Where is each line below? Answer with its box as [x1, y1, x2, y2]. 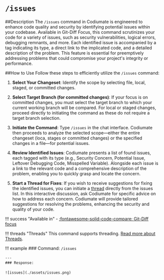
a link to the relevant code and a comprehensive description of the [12, 165, 147, 171]
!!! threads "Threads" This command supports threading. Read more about [5, 230, 156, 236]
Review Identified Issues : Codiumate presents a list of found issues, [12, 150, 151, 156]
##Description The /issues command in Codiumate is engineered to [5, 19, 143, 25]
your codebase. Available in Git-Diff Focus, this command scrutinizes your [5, 29, 155, 35]
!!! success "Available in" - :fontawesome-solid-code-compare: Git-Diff [5, 216, 149, 222]
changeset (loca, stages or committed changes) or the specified [12, 135, 142, 141]
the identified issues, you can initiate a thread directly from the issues [12, 185, 153, 191]
